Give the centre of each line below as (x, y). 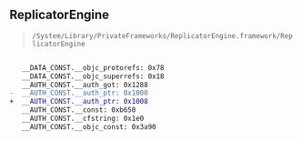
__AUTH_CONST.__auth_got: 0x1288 (85, 85)
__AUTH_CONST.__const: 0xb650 (79, 110)
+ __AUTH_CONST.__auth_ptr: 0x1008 (79, 102)
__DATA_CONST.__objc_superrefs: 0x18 (93, 76)
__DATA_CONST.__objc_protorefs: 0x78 (93, 67)
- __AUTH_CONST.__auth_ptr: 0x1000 (79, 93)
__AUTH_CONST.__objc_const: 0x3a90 (89, 126)
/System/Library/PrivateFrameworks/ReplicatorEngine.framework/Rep (162, 35)
